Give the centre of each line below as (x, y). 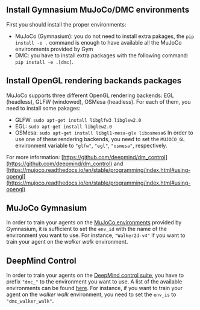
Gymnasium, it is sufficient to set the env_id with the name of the (87, 229)
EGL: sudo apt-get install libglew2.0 (64, 126)
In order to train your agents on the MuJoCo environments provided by (94, 223)
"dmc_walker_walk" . (30, 301)
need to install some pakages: (43, 108)
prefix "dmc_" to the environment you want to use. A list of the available (94, 282)
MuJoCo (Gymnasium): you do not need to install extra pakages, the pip (105, 36)
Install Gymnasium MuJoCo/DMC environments (98, 10)
